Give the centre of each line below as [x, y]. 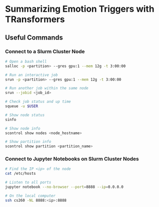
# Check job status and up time [38, 102]
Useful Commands [34, 37]
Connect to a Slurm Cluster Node [45, 51]
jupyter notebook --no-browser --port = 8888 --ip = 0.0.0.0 [64, 187]
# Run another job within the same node [47, 88]
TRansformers [35, 19]
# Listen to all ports [28, 183]
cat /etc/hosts [21, 174]
